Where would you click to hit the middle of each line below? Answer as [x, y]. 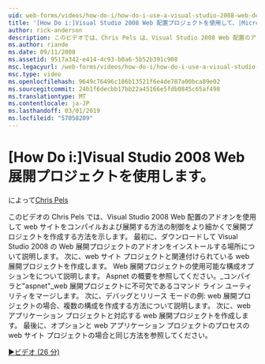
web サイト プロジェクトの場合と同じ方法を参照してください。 [110, 335]
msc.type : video [35, 74]
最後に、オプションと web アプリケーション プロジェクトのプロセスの [136, 325]
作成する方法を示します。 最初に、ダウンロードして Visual [144, 236]
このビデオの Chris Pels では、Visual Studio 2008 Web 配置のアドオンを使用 [132, 216]
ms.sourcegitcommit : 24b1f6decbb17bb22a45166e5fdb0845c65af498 [114, 89]
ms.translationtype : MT [47, 96]
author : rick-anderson [45, 30]
